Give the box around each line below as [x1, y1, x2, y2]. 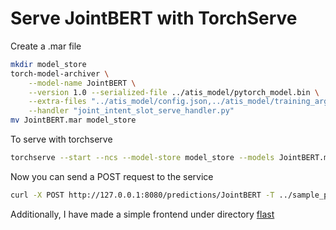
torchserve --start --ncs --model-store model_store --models [10, 153, 275, 163]
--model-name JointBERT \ [28, 78, 137, 88]
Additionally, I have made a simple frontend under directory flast [10, 208, 275, 220]
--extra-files [28, 97, 87, 107]
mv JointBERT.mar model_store [10, 115, 137, 126]
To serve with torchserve [10, 133, 113, 146]
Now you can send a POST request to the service [10, 170, 214, 182]
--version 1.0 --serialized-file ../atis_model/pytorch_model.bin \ [28, 87, 320, 97]
